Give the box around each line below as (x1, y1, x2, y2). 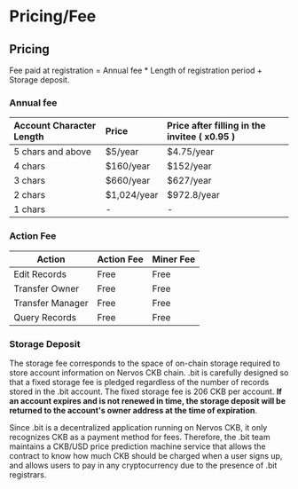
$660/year (105, 175, 151, 187)
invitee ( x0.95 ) (167, 130, 236, 143)
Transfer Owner (13, 282, 80, 295)
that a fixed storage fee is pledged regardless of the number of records (9, 376, 270, 387)
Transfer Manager (13, 296, 89, 309)
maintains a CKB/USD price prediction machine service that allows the (9, 441, 266, 452)
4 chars (13, 160, 46, 172)
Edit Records (13, 268, 67, 280)
